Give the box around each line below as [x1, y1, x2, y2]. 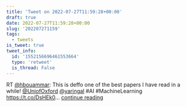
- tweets [11, 37, 34, 43]
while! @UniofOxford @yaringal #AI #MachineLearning [6, 88, 143, 95]
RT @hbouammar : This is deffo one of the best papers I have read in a [6, 81, 181, 88]
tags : [6, 31, 20, 37]
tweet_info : [6, 48, 36, 54]
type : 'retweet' [11, 59, 52, 65]
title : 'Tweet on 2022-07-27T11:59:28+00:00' [6, 8, 122, 15]
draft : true [6, 14, 36, 20]
